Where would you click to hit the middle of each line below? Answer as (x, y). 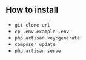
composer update (35, 44)
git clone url (32, 25)
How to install (32, 10)
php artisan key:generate (47, 38)
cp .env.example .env (41, 32)
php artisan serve (38, 51)
